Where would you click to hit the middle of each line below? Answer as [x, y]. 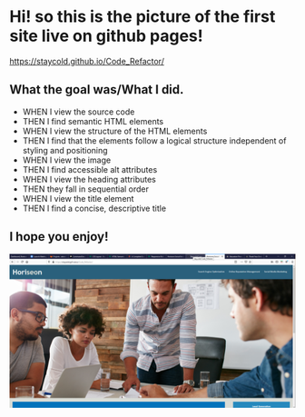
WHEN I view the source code [79, 112]
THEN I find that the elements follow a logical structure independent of [154, 140]
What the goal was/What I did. [97, 89]
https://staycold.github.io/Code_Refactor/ [87, 61]
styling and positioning [65, 150]
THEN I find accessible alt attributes [90, 169]
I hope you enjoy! [59, 237]
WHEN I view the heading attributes [89, 179]
